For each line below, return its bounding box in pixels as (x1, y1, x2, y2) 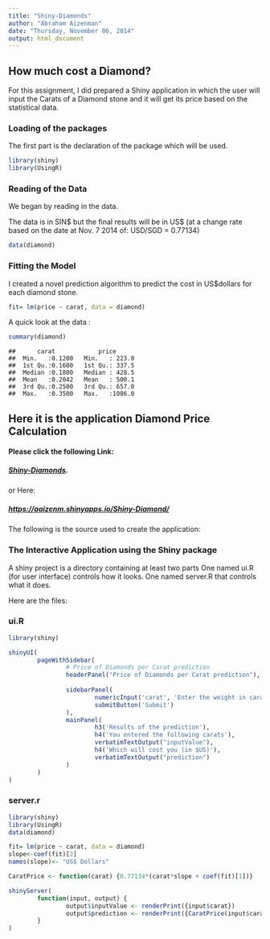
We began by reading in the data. (8, 202, 119, 211)
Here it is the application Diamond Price (8, 412, 211, 426)
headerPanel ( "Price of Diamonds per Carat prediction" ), (65, 671, 261, 679)
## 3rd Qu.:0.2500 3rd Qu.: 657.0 (8, 383, 135, 391)
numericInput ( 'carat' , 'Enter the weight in (94, 693, 247, 701)
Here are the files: (8, 596, 68, 605)
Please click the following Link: (8, 447, 114, 456)
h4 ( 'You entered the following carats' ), (94, 731, 235, 739)
